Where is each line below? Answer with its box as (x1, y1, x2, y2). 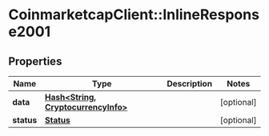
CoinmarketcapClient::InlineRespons (8, 6, 260, 24)
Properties (8, 54, 62, 68)
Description (167, 78, 213, 89)
